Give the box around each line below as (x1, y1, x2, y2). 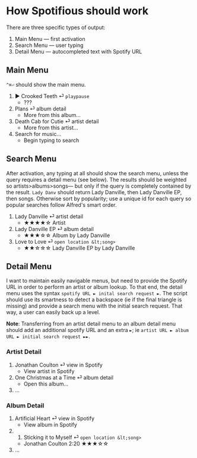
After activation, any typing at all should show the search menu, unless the (6, 169, 189, 176)
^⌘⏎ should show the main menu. (6, 81, 86, 88)
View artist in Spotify (23, 367, 75, 375)
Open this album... (23, 380, 69, 387)
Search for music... (14, 130, 61, 137)
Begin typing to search (23, 137, 80, 144)
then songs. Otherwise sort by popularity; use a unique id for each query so (6, 195, 192, 202)
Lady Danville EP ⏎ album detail (14, 225, 94, 232)
